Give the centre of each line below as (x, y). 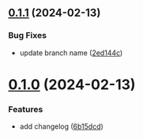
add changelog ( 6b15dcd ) (62, 126)
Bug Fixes (28, 36)
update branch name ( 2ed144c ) (71, 53)
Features (26, 109)
